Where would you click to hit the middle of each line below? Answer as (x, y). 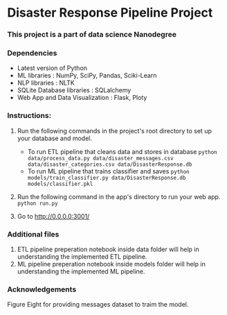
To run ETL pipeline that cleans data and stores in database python (122, 151)
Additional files (33, 234)
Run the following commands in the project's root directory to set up (115, 130)
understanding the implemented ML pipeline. (81, 271)
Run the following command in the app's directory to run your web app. (119, 196)
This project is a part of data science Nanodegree (92, 35)
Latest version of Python (52, 68)
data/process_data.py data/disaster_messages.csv (101, 158)
